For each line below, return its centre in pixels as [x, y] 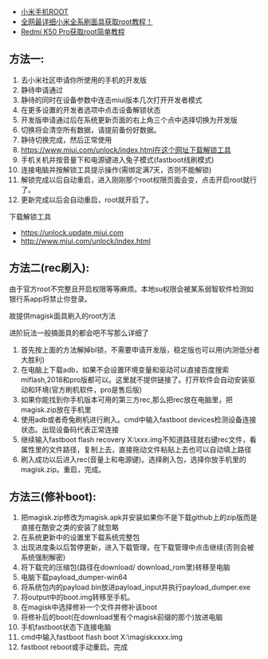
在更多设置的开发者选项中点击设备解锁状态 [91, 109]
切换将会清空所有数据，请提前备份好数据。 [91, 129]
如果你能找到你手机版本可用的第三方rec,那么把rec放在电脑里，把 [127, 399]
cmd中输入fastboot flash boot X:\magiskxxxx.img [101, 637]
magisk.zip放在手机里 [56, 409]
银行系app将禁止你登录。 [51, 298]
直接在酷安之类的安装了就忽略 [69, 527]
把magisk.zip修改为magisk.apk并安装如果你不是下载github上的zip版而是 [139, 518]
